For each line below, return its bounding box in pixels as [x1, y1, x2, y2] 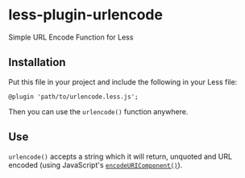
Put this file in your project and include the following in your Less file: [8, 77, 238, 86]
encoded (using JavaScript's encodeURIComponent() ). [8, 159, 183, 170]
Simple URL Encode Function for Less [8, 32, 134, 42]
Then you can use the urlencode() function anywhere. [8, 106, 189, 116]
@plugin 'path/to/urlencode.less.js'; [8, 93, 139, 101]
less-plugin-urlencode [8, 6, 164, 24]
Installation [8, 56, 66, 69]
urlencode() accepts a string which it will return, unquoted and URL [8, 151, 232, 161]
